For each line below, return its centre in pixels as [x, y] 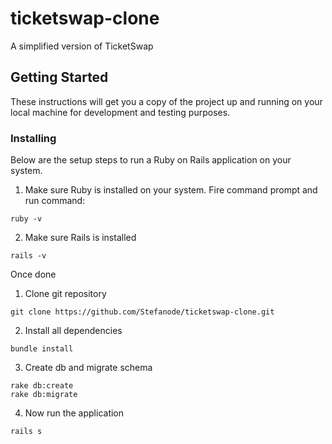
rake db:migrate [44, 395]
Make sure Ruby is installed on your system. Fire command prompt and [171, 190]
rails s [26, 432]
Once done [33, 274]
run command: [55, 201]
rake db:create [42, 386]
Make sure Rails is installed [80, 238]
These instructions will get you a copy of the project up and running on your [166, 101]
